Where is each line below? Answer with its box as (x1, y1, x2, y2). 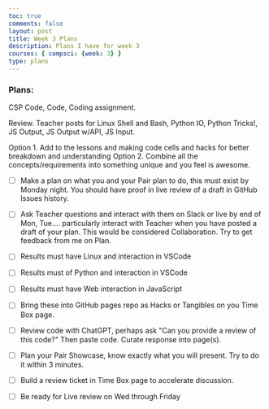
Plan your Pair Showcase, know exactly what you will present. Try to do (20, 350, 260, 360)
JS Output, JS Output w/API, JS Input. (8, 127, 136, 137)
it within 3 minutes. (20, 359, 84, 369)
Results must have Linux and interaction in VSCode (20, 251, 192, 261)
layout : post (8, 27, 53, 35)
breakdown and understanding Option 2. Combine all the (8, 151, 198, 161)
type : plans (8, 58, 49, 66)
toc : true (8, 11, 42, 20)
